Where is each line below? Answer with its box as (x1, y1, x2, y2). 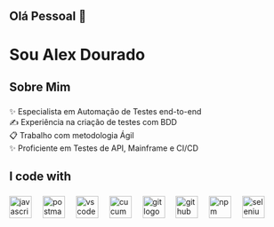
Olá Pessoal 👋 (9, 9, 87, 24)
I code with (9, 169, 72, 184)
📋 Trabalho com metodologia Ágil (9, 129, 135, 140)
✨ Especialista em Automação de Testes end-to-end (9, 106, 202, 116)
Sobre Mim (9, 79, 71, 94)
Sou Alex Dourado (9, 44, 145, 65)
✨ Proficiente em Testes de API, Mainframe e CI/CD (9, 143, 198, 153)
